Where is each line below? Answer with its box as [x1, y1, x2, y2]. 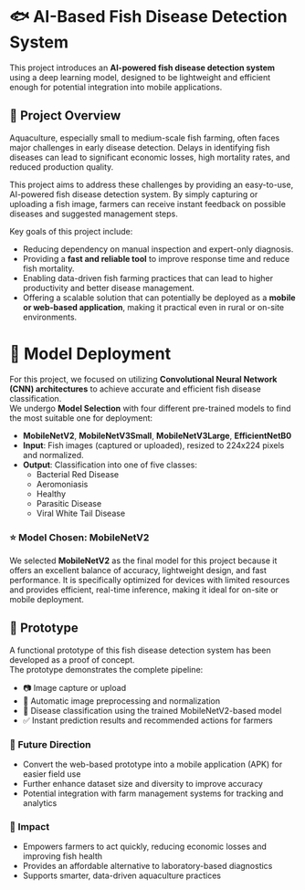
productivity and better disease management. [22, 282, 195, 293]
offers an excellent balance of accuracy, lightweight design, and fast [9, 564, 267, 575]
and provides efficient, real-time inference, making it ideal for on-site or [9, 584, 279, 595]
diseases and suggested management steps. [9, 208, 178, 219]
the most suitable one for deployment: [9, 412, 153, 424]
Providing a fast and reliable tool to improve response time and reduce [22, 253, 290, 264]
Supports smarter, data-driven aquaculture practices [22, 870, 222, 881]
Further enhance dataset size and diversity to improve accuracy [22, 779, 263, 790]
